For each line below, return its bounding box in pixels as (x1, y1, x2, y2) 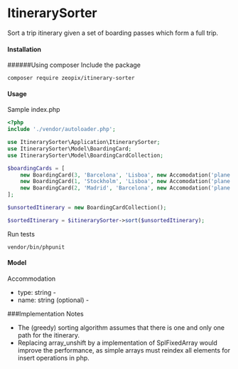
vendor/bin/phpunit (7, 244, 65, 251)
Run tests (7, 229, 36, 238)
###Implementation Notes (7, 310, 84, 318)
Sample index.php (7, 105, 60, 114)
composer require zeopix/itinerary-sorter (7, 75, 135, 82)
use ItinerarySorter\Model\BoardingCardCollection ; (7, 152, 163, 159)
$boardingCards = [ (7, 165, 65, 172)
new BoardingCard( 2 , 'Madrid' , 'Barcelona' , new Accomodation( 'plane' (20, 184, 234, 192)
